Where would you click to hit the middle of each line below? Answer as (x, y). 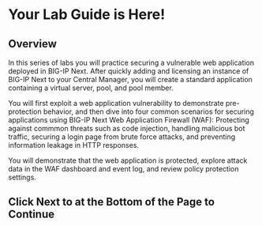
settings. (22, 177)
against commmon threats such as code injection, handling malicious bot (127, 128)
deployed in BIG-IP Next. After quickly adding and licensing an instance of (129, 71)
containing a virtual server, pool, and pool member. (91, 88)
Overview (33, 44)
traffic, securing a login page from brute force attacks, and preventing (122, 137)
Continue (32, 215)
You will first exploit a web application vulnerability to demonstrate (116, 103)
